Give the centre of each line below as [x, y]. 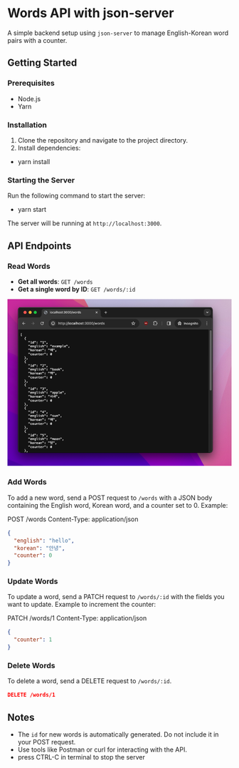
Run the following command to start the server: [76, 196]
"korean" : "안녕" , [39, 548]
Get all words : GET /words [55, 281]
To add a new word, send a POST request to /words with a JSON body [110, 498]
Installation [27, 125]
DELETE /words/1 [31, 695]
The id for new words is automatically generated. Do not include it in [118, 734]
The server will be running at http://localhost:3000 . [85, 223]
